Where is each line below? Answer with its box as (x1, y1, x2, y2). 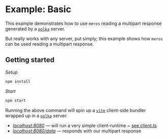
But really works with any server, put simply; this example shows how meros (5, 36, 163, 42)
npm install (5, 79, 30, 84)
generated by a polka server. (5, 25, 65, 31)
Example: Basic (5, 4, 72, 15)
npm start (5, 98, 26, 103)
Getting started (5, 56, 55, 64)
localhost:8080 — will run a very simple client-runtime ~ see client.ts (12, 122, 157, 128)
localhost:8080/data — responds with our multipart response (12, 128, 141, 134)
